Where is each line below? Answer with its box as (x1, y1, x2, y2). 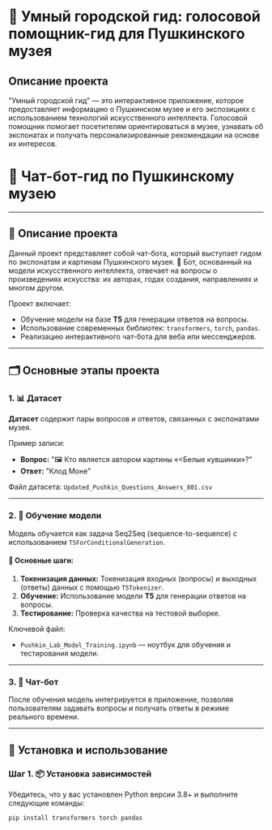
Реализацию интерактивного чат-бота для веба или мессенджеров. (19, 331, 257, 341)
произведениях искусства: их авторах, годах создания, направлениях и (8, 274, 258, 283)
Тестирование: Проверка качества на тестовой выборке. (19, 608, 221, 618)
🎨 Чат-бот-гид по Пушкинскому (8, 167, 235, 186)
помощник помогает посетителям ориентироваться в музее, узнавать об (8, 122, 264, 131)
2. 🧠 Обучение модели (8, 510, 102, 521)
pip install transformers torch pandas (8, 814, 143, 822)
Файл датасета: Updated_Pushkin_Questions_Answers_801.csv (8, 482, 213, 492)
